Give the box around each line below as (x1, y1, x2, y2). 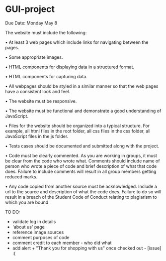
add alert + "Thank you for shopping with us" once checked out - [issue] (12, 245, 162, 251)
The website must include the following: (5, 29, 87, 35)
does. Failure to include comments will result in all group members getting (5, 168, 157, 174)
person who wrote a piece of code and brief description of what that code (5, 163, 157, 169)
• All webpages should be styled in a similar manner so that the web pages (5, 83, 159, 89)
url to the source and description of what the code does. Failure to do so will (5, 188, 162, 195)
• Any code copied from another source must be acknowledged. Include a (5, 183, 158, 189)
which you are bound (5, 199, 49, 205)
